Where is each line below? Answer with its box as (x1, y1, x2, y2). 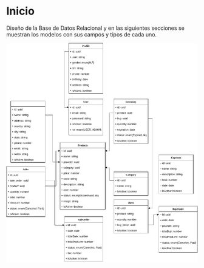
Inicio (6, 4, 35, 18)
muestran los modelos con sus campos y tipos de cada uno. (6, 30, 157, 38)
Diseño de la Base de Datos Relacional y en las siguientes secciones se (6, 24, 185, 32)
